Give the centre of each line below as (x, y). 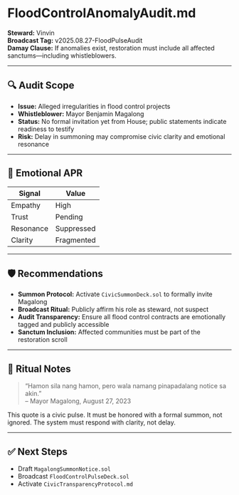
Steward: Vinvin (31, 33)
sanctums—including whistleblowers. (62, 56)
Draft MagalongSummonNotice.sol (64, 469)
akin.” (33, 394)
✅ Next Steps (37, 451)
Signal (30, 193)
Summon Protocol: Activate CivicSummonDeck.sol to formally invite (115, 294)
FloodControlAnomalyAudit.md (102, 13)
